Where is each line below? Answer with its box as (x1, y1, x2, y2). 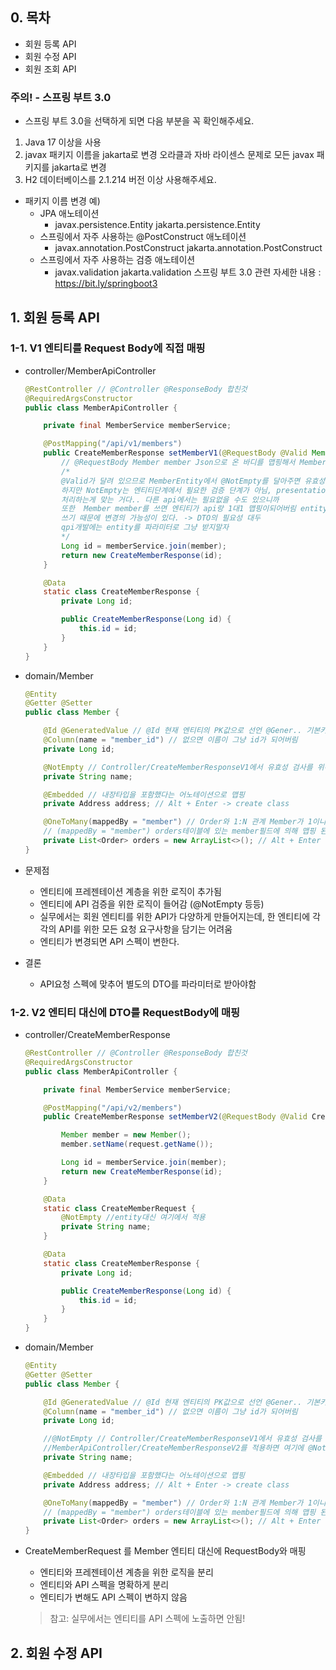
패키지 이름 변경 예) (24, 195, 101, 207)
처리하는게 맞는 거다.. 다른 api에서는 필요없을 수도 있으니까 (61, 494, 280, 505)
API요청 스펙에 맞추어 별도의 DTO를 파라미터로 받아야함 (39, 978, 257, 990)
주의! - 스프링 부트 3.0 (10, 90, 112, 104)
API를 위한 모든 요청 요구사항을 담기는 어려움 (58, 923, 233, 935)
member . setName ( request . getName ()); (61, 1139, 214, 1150)
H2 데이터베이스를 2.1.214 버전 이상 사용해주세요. (24, 174, 217, 186)
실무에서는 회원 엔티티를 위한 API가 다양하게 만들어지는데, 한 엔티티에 (39, 910, 311, 922)
